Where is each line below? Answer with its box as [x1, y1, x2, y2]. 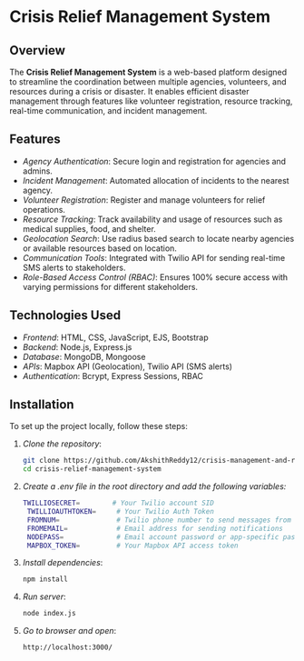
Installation [9, 397, 74, 413]
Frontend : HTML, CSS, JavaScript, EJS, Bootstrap [22, 332, 209, 343]
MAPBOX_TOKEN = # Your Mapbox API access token [26, 541, 239, 550]
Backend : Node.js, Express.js [22, 341, 132, 352]
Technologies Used [9, 307, 121, 324]
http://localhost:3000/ [22, 643, 113, 652]
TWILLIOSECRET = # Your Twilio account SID [22, 498, 215, 508]
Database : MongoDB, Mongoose [22, 351, 146, 362]
